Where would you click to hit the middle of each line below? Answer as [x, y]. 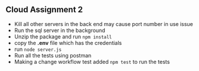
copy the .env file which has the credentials [68, 43]
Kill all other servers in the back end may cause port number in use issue [104, 24]
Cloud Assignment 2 [44, 10]
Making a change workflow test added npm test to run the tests [92, 62]
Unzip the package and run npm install [63, 36]
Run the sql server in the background [60, 30]
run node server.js [38, 49]
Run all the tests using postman [53, 55]
